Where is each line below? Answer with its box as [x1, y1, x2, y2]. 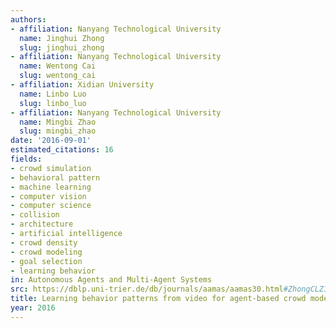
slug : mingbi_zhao [19, 126, 97, 136]
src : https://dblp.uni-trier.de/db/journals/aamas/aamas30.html [10, 284, 284, 295]
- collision [10, 210, 60, 220]
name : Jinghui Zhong [19, 33, 105, 43]
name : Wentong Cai [19, 61, 97, 71]
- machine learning [10, 182, 92, 192]
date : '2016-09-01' [10, 136, 92, 146]
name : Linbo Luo [19, 89, 87, 99]
